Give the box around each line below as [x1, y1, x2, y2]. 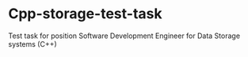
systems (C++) [8, 39, 57, 48]
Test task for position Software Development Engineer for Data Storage [8, 31, 240, 40]
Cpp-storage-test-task [8, 5, 162, 23]
